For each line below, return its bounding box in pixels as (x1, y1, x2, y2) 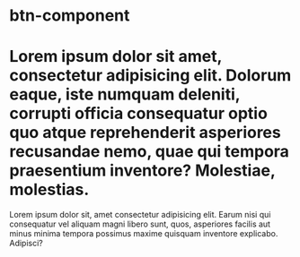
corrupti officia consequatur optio (9, 104, 268, 124)
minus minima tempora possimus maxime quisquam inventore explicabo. (9, 228, 278, 239)
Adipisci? (9, 238, 43, 249)
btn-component (9, 5, 130, 26)
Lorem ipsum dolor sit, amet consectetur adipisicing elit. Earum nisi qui (9, 210, 271, 220)
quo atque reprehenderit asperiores (9, 123, 281, 143)
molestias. (9, 180, 90, 200)
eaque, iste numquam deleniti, (9, 84, 241, 105)
